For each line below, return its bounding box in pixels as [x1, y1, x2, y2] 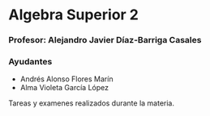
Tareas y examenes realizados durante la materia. [8, 98, 175, 108]
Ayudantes [8, 56, 53, 68]
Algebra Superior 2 [8, 6, 139, 24]
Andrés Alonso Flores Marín [19, 74, 114, 84]
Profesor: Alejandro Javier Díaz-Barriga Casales [8, 35, 202, 46]
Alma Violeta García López [19, 83, 109, 93]
